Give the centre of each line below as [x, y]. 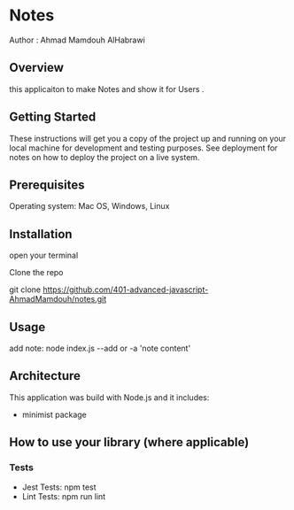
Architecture [45, 376]
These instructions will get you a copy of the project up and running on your [147, 138]
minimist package [54, 414]
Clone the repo [36, 273]
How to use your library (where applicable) [129, 442]
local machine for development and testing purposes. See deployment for [143, 148]
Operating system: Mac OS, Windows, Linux [89, 206]
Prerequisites [47, 185]
